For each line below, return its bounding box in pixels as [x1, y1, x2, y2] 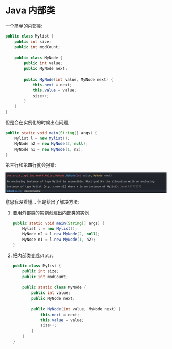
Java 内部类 [5, 5, 55, 16]
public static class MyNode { [22, 285, 87, 290]
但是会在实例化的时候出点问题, [5, 119, 70, 126]
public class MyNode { [14, 55, 63, 61]
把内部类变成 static [12, 252, 54, 259]
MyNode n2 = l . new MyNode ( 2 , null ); [22, 232, 100, 237]
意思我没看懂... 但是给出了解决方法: [5, 199, 79, 205]
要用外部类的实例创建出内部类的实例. [12, 210, 91, 216]
